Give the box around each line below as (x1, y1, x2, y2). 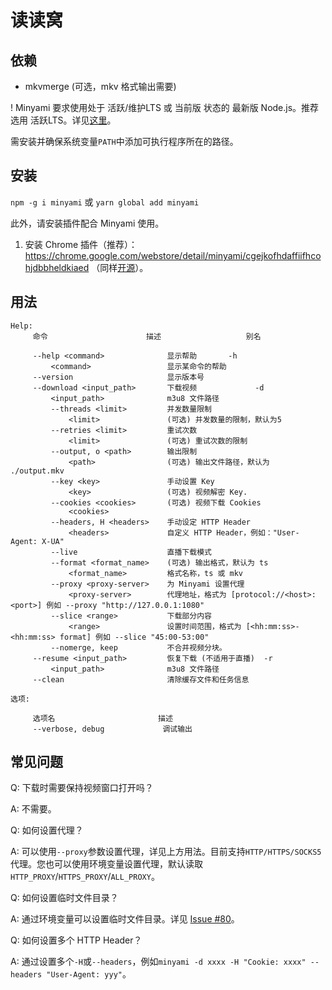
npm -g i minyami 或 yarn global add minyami (10, 196, 200, 208)
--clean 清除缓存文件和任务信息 (32, 674, 250, 685)
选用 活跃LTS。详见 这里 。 (10, 114, 117, 126)
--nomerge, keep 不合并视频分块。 (50, 642, 227, 653)
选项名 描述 (32, 713, 173, 723)
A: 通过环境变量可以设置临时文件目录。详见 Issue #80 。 (10, 913, 240, 925)
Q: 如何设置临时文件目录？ (10, 892, 119, 904)
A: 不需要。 (10, 803, 57, 815)
